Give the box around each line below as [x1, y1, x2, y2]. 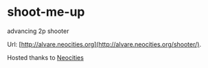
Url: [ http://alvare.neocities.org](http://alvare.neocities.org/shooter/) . [7, 40, 201, 48]
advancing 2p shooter [7, 27, 69, 35]
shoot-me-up [7, 4, 85, 20]
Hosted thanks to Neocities [7, 53, 84, 62]
